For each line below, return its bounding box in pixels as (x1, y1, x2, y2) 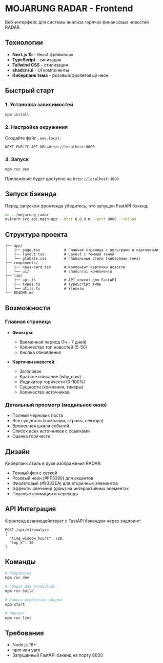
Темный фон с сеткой (12, 470, 58, 476)
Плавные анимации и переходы (12, 490, 79, 497)
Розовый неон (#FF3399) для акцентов (12, 475, 94, 481)
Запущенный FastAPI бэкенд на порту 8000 (12, 652, 103, 658)
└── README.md (5, 291, 34, 296)
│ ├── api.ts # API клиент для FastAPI (5, 277, 117, 283)
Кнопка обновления (19, 349, 61, 355)
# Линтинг (5, 611, 25, 616)
